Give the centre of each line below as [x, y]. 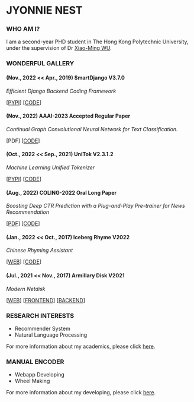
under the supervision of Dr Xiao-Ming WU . [59, 48]
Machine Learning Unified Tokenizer [51, 167]
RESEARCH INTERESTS [40, 315]
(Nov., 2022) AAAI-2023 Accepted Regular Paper [68, 116]
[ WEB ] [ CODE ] [24, 262]
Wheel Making [32, 381]
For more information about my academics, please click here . [81, 346]
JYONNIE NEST [44, 10]
